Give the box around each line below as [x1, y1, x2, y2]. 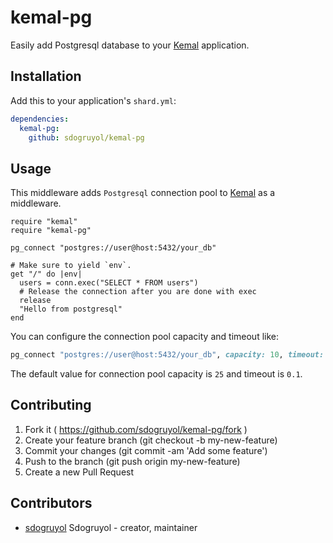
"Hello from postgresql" [19, 304, 123, 315]
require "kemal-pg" [10, 226, 92, 236]
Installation [10, 68, 82, 85]
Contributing [10, 397, 92, 414]
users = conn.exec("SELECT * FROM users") [19, 278, 199, 288]
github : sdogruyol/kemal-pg [28, 132, 145, 143]
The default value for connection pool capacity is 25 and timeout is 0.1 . [10, 368, 303, 380]
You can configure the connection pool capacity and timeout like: [10, 331, 279, 343]
